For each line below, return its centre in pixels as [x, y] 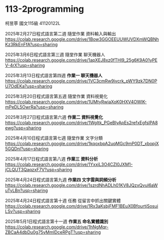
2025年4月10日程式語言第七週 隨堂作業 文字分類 [54, 138]
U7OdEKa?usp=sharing [29, 86]
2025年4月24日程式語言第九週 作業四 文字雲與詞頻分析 [61, 180]
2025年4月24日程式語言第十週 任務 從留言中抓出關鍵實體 [63, 200]
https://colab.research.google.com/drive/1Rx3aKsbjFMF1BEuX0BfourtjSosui [82, 206]
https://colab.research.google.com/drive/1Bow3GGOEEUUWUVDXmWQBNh [82, 39]
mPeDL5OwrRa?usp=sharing [34, 107]
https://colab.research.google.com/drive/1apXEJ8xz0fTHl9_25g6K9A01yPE [82, 60]
